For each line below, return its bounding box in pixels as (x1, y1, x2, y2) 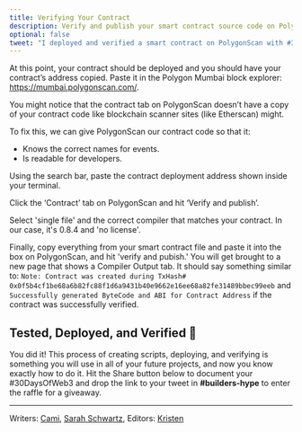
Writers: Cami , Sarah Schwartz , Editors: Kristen (9, 413, 184, 424)
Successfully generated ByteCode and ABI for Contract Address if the (9, 289, 272, 301)
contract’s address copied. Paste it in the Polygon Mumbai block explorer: (9, 73, 282, 84)
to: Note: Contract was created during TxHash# (9, 270, 187, 281)
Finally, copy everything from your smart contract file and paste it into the (9, 242, 281, 252)
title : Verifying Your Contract (9, 13, 130, 22)
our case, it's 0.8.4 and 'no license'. (9, 225, 141, 235)
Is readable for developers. (22, 154, 123, 164)
